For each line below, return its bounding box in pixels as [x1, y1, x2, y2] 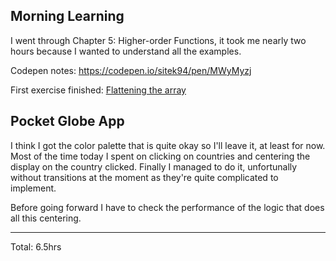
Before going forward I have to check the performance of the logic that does [10, 201, 325, 213]
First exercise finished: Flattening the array [10, 84, 187, 96]
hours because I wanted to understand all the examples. [10, 45, 242, 57]
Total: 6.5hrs [10, 240, 62, 253]
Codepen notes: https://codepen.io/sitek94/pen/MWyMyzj [10, 64, 252, 76]
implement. [10, 182, 57, 194]
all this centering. [10, 212, 82, 224]
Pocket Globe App [10, 113, 125, 130]
